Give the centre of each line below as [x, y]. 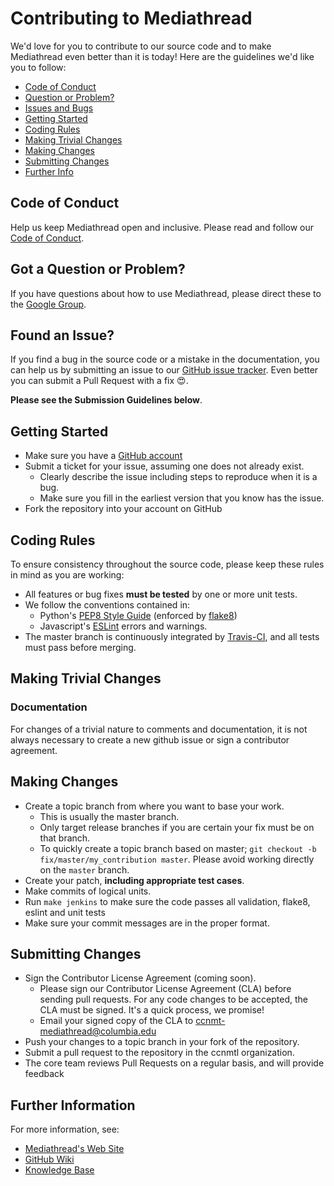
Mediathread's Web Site [74, 1149]
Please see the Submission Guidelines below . [106, 400]
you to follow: [38, 67]
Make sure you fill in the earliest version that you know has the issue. [182, 498]
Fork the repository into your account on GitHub [123, 509]
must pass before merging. [80, 647]
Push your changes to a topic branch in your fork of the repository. [162, 1042]
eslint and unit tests [65, 912]
